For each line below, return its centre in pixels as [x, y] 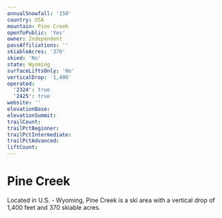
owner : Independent [35, 39]
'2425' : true [32, 97]
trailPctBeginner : [33, 128]
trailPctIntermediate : [39, 134]
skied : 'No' [24, 58]
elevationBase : [29, 109]
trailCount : [24, 122]
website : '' [24, 103]
